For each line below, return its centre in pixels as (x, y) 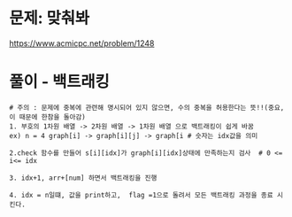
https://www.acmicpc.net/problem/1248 (82, 43)
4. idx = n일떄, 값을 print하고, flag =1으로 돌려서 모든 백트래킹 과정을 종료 (141, 195)
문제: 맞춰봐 (50, 18)
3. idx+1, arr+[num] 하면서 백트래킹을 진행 (83, 178)
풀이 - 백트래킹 (59, 82)
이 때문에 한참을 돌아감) (48, 117)
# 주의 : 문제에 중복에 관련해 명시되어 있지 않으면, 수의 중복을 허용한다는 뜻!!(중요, (147, 107)
